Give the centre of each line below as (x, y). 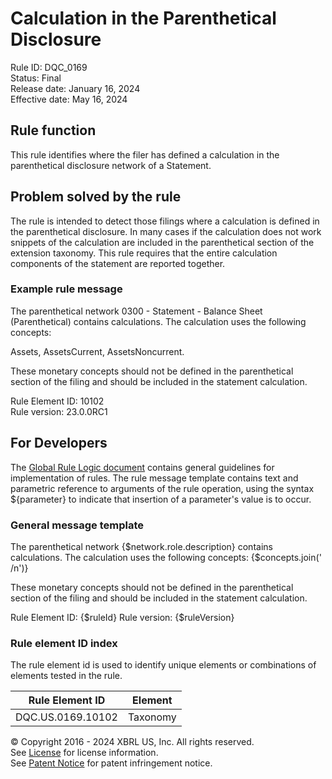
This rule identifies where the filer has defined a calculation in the (145, 154)
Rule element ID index (64, 643)
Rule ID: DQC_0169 (49, 67)
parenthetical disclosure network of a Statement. (111, 165)
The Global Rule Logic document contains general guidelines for (142, 467)
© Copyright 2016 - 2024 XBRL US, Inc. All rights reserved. (132, 742)
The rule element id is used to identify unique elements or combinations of (163, 665)
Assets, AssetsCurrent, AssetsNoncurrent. (97, 351)
